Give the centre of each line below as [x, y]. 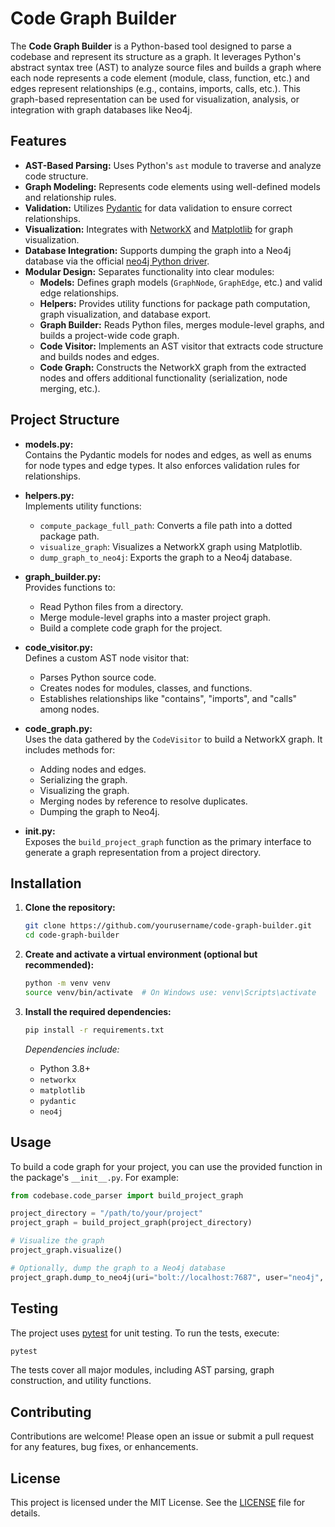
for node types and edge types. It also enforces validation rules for [162, 465]
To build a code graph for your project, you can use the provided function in [166, 1166]
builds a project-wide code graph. [109, 335]
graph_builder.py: [63, 576]
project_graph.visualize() [66, 1250]
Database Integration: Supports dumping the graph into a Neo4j [158, 250]
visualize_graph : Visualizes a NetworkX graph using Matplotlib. [171, 546]
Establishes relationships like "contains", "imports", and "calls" [168, 698]
